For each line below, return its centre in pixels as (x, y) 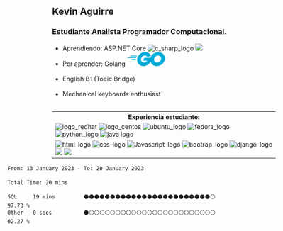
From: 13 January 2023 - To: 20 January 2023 (76, 169)
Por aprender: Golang (94, 64)
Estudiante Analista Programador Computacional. (139, 32)
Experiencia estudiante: (164, 117)
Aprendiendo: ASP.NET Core (105, 48)
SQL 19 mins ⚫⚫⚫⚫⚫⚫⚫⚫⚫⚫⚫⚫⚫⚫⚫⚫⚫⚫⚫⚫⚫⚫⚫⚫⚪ (112, 197)
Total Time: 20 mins (38, 183)
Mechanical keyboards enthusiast (112, 94)
